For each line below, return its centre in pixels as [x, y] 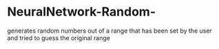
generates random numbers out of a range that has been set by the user [109, 31]
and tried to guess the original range [59, 37]
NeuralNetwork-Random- [82, 12]
